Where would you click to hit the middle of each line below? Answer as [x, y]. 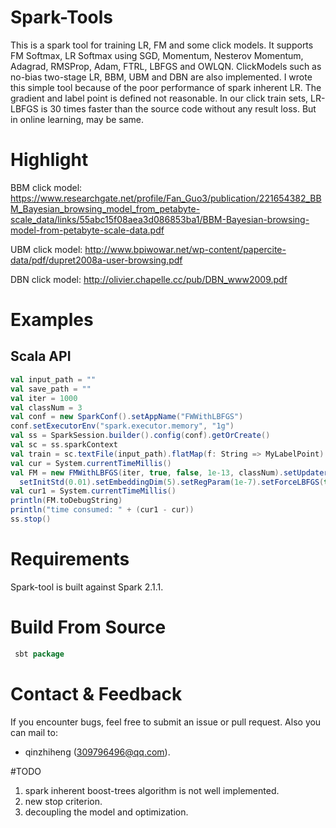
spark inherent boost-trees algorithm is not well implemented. [152, 790]
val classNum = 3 [46, 407]
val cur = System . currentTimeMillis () [91, 463]
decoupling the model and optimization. [106, 812]
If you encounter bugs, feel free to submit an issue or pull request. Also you [166, 722]
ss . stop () [31, 519]
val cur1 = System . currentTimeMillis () [93, 491]
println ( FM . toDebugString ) [66, 501]
